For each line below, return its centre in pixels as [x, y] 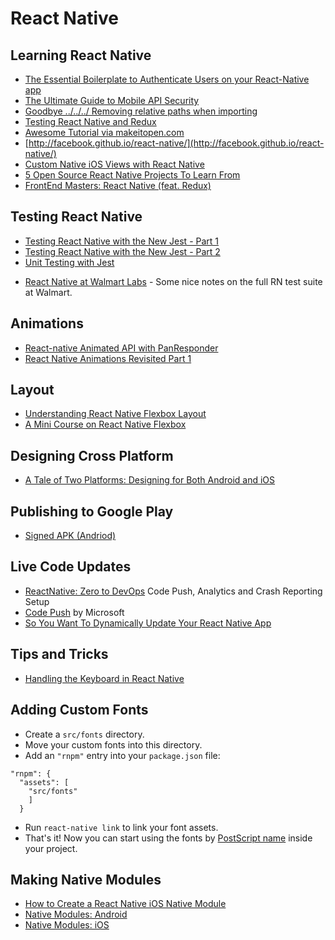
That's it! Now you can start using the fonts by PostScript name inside [168, 838]
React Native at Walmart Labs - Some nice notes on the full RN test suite [173, 281]
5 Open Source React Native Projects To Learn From [132, 175]
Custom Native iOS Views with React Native [114, 164]
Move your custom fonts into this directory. [113, 744]
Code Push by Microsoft [74, 612]
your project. [51, 848]
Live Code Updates [71, 567]
